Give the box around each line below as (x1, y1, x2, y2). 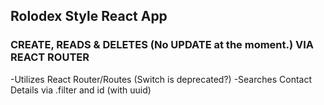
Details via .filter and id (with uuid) (10, 84, 152, 96)
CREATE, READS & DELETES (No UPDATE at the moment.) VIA (10, 38, 315, 52)
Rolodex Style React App (10, 8, 168, 25)
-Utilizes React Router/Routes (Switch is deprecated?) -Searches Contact (10, 73, 313, 85)
